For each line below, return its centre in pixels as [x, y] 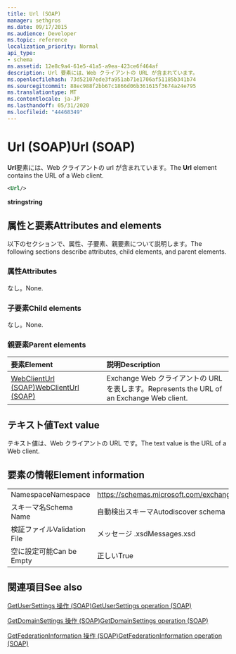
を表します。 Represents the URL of [164, 389]
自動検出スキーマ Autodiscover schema [161, 512]
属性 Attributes [32, 271]
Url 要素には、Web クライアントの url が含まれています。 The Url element [112, 167]
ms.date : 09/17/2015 [38, 27]
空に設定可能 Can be [44, 551]
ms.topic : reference [38, 40]
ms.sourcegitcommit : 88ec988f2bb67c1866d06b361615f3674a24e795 [102, 86]
